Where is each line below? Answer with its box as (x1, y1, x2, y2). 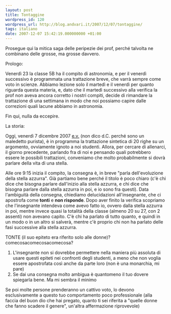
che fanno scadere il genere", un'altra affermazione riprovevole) (5, 303, 140, 309)
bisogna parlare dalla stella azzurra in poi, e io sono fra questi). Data (5, 186, 149, 192)
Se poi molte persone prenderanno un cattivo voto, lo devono (5, 287, 134, 293)
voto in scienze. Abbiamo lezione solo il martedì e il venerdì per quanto (5, 81, 154, 87)
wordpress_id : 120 (5, 17, 44, 22)
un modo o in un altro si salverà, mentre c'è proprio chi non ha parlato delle (5, 219, 163, 225)
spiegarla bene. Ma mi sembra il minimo (12, 277, 97, 283)
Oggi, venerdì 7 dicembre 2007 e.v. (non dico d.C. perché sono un (5, 133, 144, 139)
